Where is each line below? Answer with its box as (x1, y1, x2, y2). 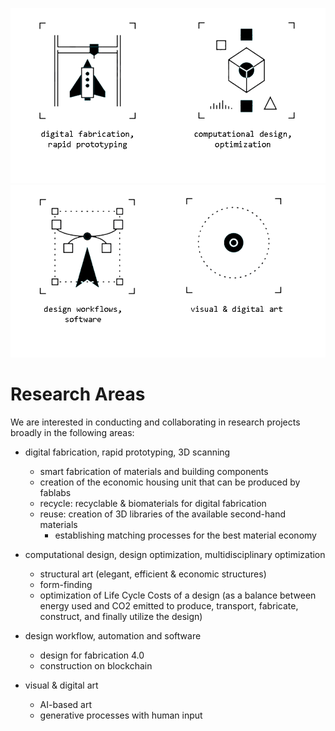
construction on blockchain (39, 660, 153, 672)
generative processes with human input (39, 709, 203, 722)
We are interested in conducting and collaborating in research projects (10, 416, 301, 428)
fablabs (39, 487, 72, 499)
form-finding (39, 579, 93, 591)
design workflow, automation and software (24, 630, 202, 642)
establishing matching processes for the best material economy (54, 529, 317, 542)
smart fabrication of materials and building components (39, 466, 269, 478)
